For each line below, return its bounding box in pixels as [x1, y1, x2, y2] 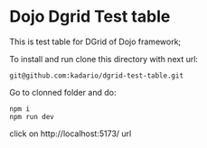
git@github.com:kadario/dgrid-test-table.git [9, 70, 183, 80]
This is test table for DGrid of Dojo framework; [9, 36, 182, 47]
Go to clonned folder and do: [9, 87, 117, 97]
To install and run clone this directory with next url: [9, 53, 199, 64]
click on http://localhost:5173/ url [9, 128, 132, 139]
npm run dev [9, 112, 54, 121]
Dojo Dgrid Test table [9, 6, 171, 27]
